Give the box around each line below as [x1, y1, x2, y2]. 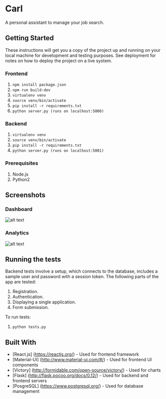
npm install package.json [12, 83, 66, 88]
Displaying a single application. [12, 299, 76, 305]
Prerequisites [5, 160, 38, 167]
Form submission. [12, 304, 49, 310]
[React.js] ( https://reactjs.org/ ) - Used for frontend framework [12, 351, 139, 357]
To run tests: [5, 314, 31, 320]
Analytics [5, 229, 29, 236]
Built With [5, 338, 36, 346]
